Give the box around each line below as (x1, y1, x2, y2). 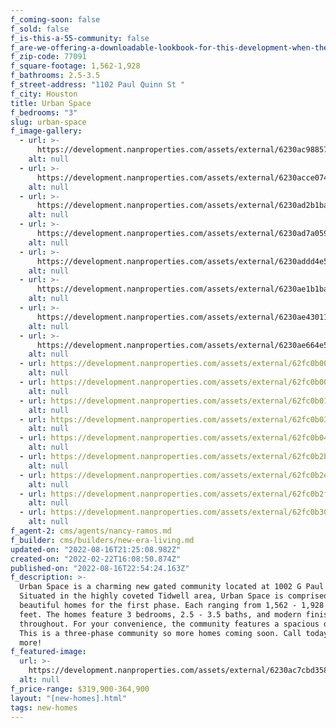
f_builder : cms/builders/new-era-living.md (10, 535, 195, 545)
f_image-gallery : (10, 126, 83, 136)
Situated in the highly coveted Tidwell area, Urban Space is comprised (19, 591, 329, 601)
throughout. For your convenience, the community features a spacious (19, 619, 320, 629)
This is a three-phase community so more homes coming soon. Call (19, 628, 302, 638)
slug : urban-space (10, 117, 87, 127)
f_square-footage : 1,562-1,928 (10, 61, 141, 71)
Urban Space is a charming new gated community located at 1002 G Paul (19, 582, 325, 592)
